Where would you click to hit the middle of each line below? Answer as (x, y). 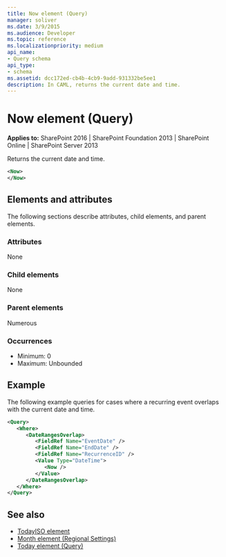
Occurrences (30, 341)
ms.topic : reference (37, 40)
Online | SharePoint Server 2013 (53, 146)
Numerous (22, 323)
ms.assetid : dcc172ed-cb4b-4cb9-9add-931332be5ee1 (82, 78)
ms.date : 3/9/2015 (34, 26)
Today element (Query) (50, 546)
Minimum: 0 (34, 356)
